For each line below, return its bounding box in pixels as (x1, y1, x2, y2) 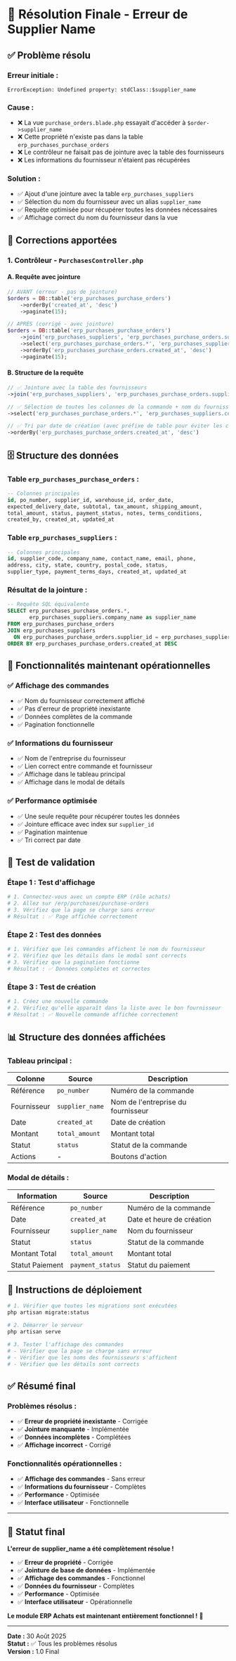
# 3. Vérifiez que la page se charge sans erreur (7, 907, 156, 914)
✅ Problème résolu (7, 49, 91, 61)
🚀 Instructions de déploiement (7, 1284, 143, 1296)
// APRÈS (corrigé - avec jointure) (7, 321, 114, 328)
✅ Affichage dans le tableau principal (17, 770, 126, 779)
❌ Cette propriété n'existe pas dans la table (17, 133, 143, 141)
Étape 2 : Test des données (7, 929, 102, 939)
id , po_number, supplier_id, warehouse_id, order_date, (7, 496, 174, 503)
